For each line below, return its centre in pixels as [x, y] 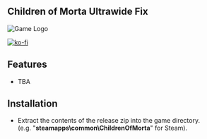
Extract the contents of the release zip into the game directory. [108, 121]
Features [27, 65]
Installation [32, 104]
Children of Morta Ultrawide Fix [78, 12]
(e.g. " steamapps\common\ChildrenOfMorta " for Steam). [102, 128]
